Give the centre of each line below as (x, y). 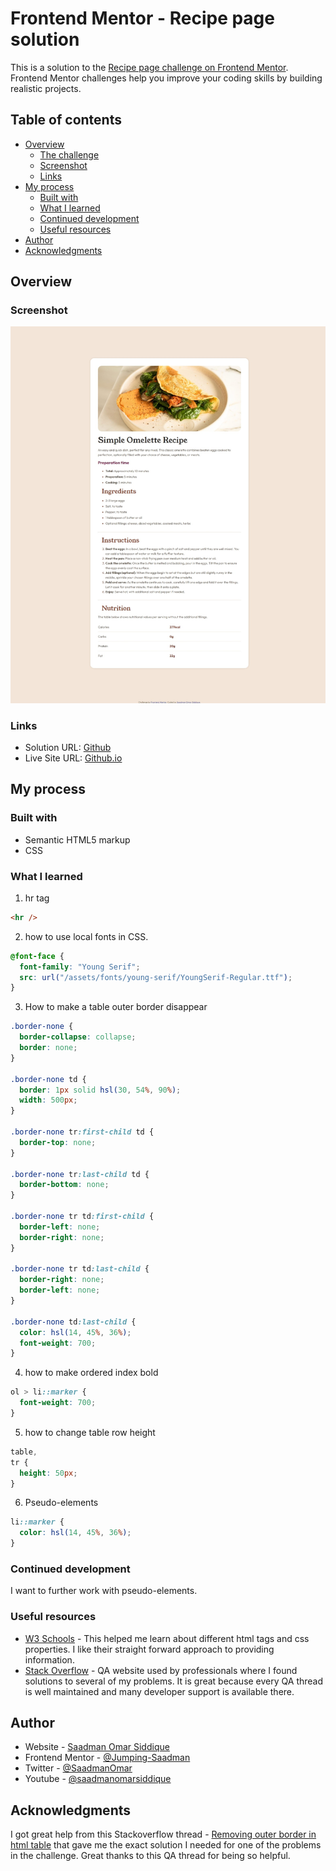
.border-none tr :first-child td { (82, 1132)
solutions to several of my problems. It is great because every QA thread (174, 1681)
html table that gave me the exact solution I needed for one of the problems (166, 1845)
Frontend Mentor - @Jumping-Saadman (107, 1758)
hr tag (37, 898)
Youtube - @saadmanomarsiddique (98, 1779)
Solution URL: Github (68, 747)
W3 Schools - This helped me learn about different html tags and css (167, 1638)
